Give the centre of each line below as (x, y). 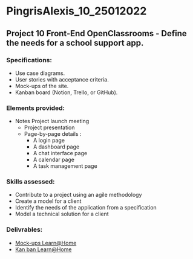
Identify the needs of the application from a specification (86, 208)
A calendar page (54, 160)
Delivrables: (25, 229)
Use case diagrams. (40, 73)
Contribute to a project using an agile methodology (78, 195)
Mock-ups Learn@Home (46, 243)
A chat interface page (60, 153)
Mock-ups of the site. (42, 86)
